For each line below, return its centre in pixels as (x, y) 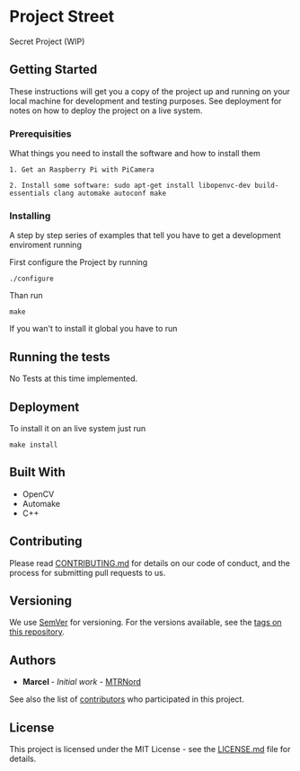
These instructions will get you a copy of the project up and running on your (150, 91)
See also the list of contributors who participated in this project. (127, 699)
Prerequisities (40, 134)
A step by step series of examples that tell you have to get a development (145, 235)
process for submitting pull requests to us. (88, 572)
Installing (30, 216)
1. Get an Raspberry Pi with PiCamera (82, 170)
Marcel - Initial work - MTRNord (82, 682)
